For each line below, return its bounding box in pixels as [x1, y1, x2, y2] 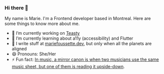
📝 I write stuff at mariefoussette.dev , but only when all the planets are [11, 41, 152, 47]
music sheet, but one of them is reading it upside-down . [11, 64, 125, 70]
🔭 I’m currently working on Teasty [11, 30, 80, 36]
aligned [11, 46, 27, 52]
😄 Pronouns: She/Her [11, 51, 56, 57]
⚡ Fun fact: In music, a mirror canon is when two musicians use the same [11, 56, 159, 63]
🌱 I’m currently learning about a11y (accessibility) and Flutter [11, 35, 133, 41]
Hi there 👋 [4, 4, 29, 11]
